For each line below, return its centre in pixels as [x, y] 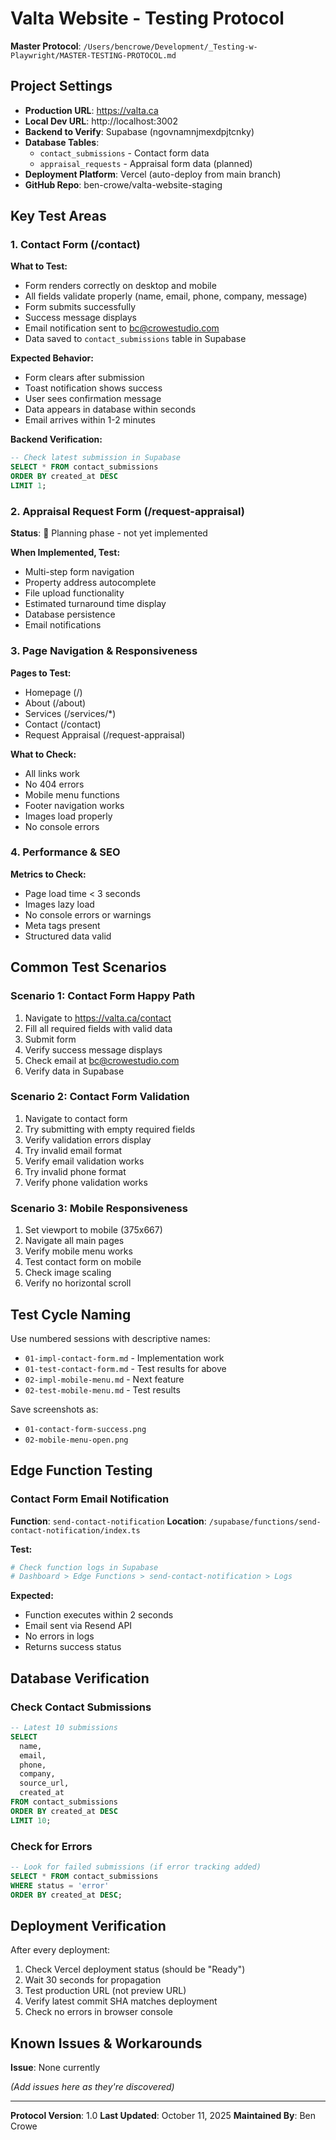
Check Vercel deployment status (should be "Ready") [135, 1969]
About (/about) [55, 703]
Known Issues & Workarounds [106, 2043]
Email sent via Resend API [78, 1626]
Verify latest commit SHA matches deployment [121, 2001]
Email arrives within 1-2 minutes [90, 420]
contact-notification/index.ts [75, 1530]
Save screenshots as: [54, 1409]
